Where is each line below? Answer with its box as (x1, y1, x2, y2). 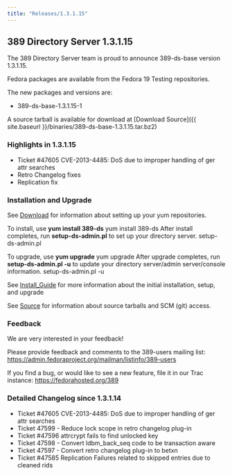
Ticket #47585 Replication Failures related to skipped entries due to (17, 454, 211, 462)
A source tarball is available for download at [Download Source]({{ (7, 115, 197, 123)
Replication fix (17, 178, 58, 186)
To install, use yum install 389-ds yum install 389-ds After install (7, 225, 193, 233)
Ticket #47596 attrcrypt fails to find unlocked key (17, 431, 159, 440)
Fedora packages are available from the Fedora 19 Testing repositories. (7, 75, 210, 83)
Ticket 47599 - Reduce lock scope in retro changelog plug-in (17, 424, 193, 432)
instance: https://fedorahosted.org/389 (7, 376, 119, 385)
